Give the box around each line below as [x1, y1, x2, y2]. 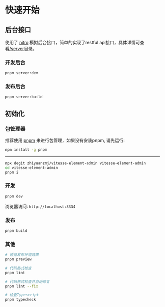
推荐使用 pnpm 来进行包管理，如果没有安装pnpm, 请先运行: [5, 138, 125, 143]
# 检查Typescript [5, 293, 39, 298]
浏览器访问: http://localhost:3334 [5, 203, 76, 209]
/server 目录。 [9, 46, 37, 52]
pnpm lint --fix [5, 283, 38, 289]
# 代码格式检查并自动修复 [5, 279, 50, 284]
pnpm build [5, 228, 27, 233]
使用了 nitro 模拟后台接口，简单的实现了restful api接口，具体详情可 [5, 40, 140, 45]
